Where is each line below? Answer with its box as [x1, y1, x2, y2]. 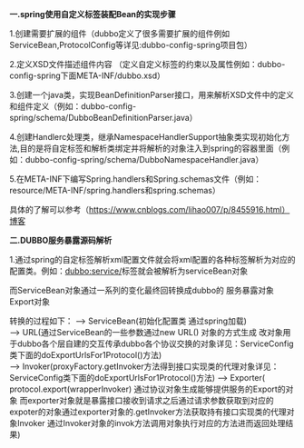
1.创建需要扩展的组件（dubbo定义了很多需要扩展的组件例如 [9, 28, 230, 39]
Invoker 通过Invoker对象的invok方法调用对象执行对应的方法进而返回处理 [16, 418, 286, 428]
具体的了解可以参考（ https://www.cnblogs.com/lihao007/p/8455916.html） [9, 204, 290, 214]
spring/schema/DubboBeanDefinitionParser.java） [9, 113, 198, 123]
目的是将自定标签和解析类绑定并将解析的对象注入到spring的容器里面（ [19, 143, 282, 154]
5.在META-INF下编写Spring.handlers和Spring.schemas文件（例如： [9, 174, 262, 184]
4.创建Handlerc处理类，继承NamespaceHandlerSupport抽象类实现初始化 [9, 132, 283, 142]
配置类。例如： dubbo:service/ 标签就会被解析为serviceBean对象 [9, 265, 248, 276]
